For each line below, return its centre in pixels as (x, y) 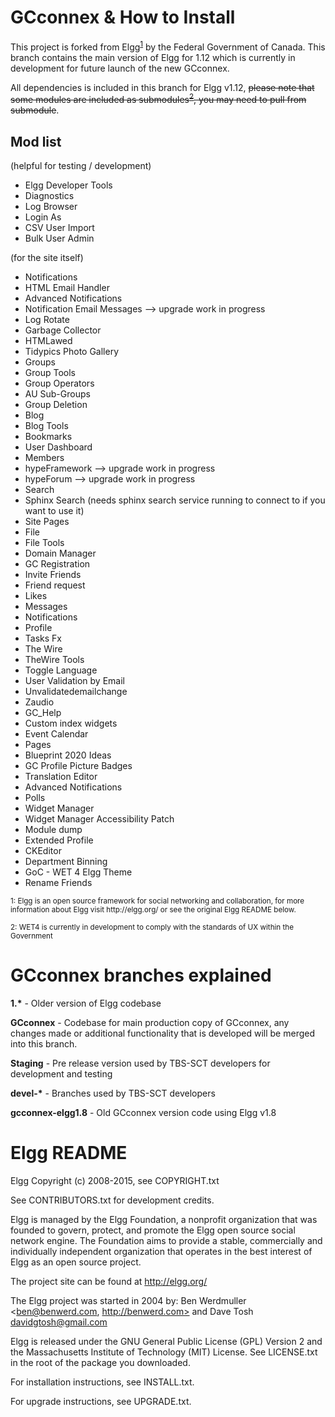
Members (44, 458)
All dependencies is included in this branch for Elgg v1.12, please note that (162, 87)
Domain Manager (60, 553)
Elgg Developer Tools (68, 185)
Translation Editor (61, 777)
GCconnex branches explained (141, 975)
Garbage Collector (63, 330)
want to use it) (54, 511)
